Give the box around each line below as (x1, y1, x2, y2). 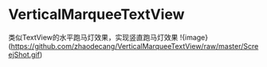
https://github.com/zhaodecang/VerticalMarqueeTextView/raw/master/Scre (10, 41, 259, 50)
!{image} (179, 32, 209, 42)
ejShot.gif (8, 50, 40, 59)
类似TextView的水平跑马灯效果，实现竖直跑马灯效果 (8, 32, 179, 42)
